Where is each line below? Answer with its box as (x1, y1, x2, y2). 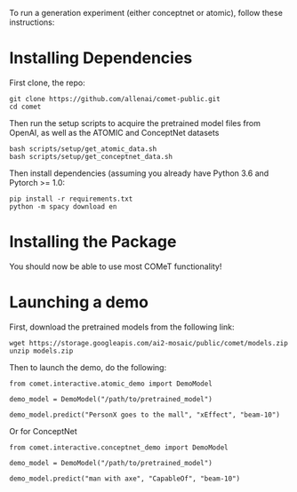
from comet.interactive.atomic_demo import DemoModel (9, 379, 213, 388)
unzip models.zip (9, 346, 74, 355)
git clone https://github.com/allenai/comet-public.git (9, 94, 221, 103)
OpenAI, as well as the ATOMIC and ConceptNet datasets (9, 127, 220, 138)
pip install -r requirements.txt (9, 194, 133, 203)
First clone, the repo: (9, 77, 86, 88)
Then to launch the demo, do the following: (9, 361, 167, 372)
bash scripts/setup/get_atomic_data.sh (9, 144, 157, 154)
